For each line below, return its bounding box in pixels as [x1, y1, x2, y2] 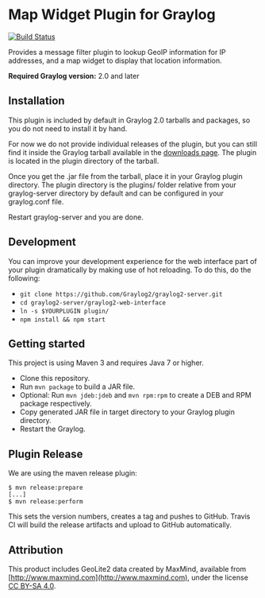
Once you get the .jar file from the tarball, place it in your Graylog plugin [8, 171, 244, 181]
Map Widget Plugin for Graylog [8, 6, 216, 24]
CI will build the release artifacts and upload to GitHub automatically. [8, 520, 232, 530]
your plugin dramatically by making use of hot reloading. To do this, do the [8, 265, 252, 274]
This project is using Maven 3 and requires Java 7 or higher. [8, 358, 204, 367]
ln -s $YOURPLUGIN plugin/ [19, 307, 109, 315]
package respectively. [19, 399, 93, 409]
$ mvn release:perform [8, 498, 83, 506]
